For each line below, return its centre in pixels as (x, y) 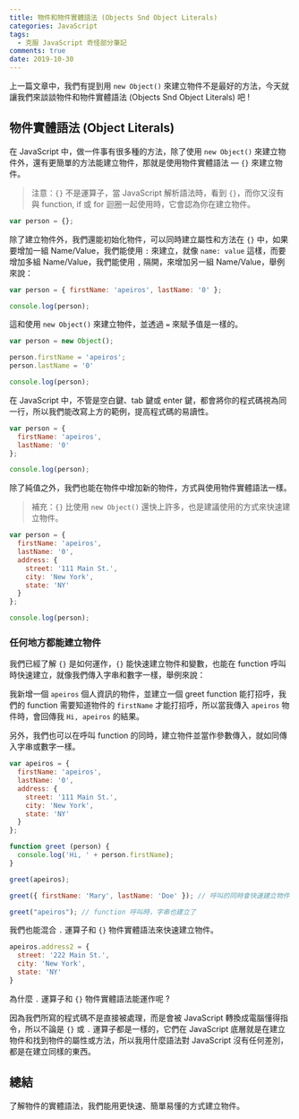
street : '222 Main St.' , (64, 956)
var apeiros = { (39, 764)
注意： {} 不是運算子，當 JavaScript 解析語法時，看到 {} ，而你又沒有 (158, 193)
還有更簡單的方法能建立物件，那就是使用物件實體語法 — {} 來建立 (154, 162)
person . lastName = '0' (51, 366)
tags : (19, 34)
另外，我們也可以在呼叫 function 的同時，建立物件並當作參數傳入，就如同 (145, 735)
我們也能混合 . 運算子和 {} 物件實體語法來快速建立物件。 (114, 930)
